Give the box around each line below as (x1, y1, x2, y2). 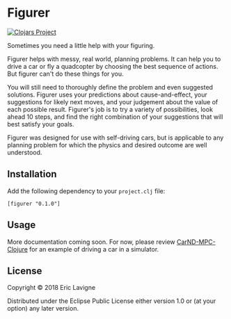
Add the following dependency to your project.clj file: (7, 186, 166, 195)
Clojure (7, 245, 28, 253)
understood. (7, 148, 42, 156)
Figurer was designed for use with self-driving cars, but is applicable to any (7, 133, 224, 142)
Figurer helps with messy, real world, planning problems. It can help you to (7, 54, 221, 63)
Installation (7, 168, 57, 180)
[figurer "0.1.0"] (7, 200, 61, 207)
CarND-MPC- (176, 238, 216, 246)
